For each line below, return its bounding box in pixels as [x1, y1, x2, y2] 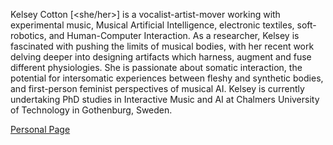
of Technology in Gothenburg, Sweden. [10, 104, 173, 116]
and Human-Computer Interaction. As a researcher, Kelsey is [48, 30, 300, 41]
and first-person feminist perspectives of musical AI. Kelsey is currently [10, 83, 305, 94]
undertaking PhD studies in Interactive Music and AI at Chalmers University [10, 94, 320, 105]
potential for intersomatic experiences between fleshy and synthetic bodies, [10, 72, 324, 84]
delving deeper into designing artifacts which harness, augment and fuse [10, 51, 312, 63]
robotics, [10, 30, 47, 41]
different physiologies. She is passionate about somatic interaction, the [10, 62, 303, 73]
